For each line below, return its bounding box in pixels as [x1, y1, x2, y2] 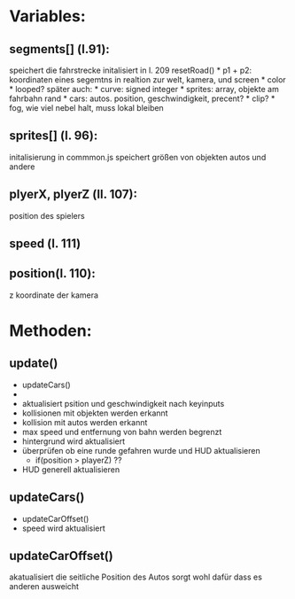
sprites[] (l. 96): [9, 128, 98, 144]
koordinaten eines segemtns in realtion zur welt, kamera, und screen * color [9, 74, 286, 85]
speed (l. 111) [9, 237, 82, 252]
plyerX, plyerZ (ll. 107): [9, 187, 137, 202]
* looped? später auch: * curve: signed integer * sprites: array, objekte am [9, 84, 279, 94]
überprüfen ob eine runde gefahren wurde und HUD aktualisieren [21, 445, 260, 455]
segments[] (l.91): [9, 42, 111, 57]
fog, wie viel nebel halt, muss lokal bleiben [9, 103, 164, 113]
